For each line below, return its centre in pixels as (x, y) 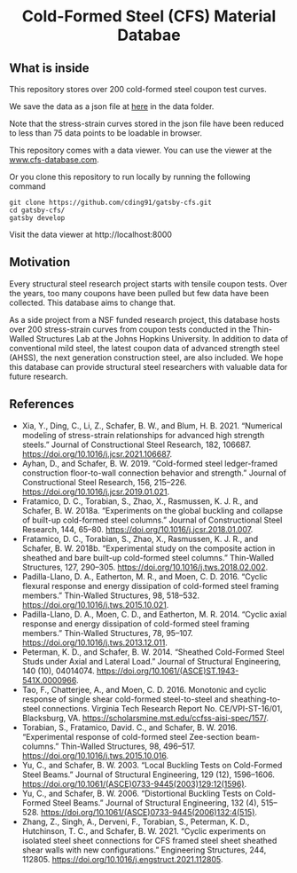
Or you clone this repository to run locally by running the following (130, 177)
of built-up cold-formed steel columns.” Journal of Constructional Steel (152, 520)
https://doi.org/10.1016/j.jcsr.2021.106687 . (97, 453)
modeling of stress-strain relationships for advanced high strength (143, 435)
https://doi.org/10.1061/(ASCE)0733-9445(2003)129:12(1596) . (134, 783)
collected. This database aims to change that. (92, 303)
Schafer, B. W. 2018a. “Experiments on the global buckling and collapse (152, 510)
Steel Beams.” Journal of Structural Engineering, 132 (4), (156, 802)
